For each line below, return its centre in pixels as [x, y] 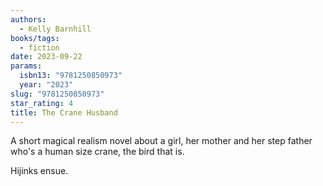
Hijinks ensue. [39, 171]
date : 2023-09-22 [46, 57]
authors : [28, 19]
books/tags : [35, 38]
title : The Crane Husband [64, 112]
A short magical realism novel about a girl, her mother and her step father [161, 141]
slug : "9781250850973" [57, 94]
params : [26, 66]
